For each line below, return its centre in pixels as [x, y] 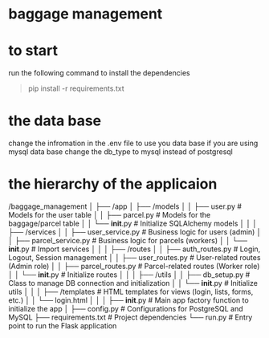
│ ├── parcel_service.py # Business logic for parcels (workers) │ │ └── [128, 240]
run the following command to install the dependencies [99, 73]
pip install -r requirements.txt [76, 88]
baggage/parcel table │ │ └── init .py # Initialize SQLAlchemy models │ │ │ [133, 223]
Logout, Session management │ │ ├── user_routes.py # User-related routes [134, 257]
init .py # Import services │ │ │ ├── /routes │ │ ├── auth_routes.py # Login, [134, 249]
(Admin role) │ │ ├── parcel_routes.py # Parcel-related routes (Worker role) [134, 266]
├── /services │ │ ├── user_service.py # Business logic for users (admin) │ [135, 232]
